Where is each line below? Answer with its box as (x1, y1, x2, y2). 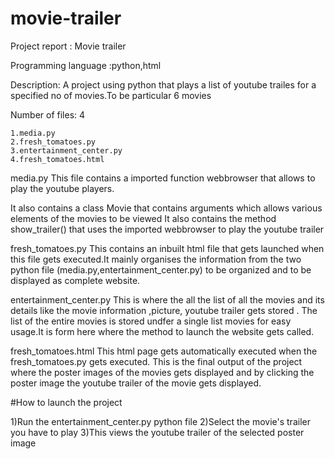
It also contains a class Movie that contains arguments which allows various (10, 202, 323, 214)
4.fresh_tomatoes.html (10, 154, 105, 164)
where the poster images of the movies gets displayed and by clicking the (10, 366, 315, 378)
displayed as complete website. (10, 274, 141, 286)
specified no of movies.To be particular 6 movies (10, 89, 212, 101)
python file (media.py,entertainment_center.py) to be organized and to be (10, 263, 312, 276)
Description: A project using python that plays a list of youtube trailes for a (10, 78, 317, 91)
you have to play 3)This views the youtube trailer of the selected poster (10, 426, 305, 438)
